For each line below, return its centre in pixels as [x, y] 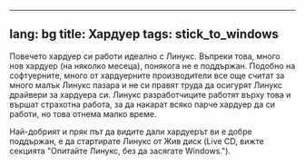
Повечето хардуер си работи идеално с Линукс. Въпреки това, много [145, 56]
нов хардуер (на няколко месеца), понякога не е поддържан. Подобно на [152, 65]
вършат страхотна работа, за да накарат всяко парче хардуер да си [142, 104]
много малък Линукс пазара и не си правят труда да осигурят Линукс [146, 85]
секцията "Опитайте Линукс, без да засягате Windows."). [120, 150]
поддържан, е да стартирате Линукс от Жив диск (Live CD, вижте [137, 141]
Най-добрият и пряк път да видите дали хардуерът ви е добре [131, 131]
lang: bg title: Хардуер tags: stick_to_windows [144, 34]
